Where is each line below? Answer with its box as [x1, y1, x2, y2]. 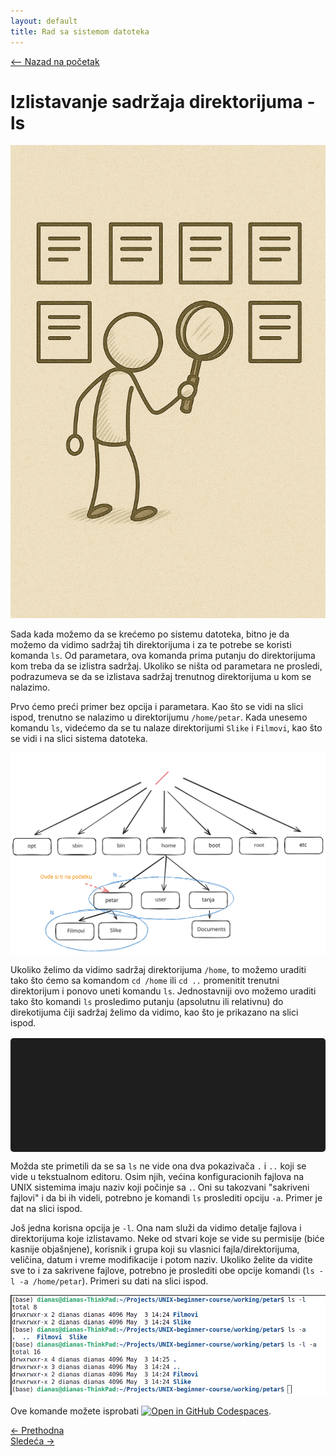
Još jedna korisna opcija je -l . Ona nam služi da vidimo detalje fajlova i [10, 1221, 302, 1234]
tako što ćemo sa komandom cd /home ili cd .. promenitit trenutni [10, 974, 280, 986]
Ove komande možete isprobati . [10, 1405, 272, 1417]
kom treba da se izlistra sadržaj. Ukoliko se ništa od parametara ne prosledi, [10, 660, 323, 672]
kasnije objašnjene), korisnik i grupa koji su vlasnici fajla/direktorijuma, [10, 1243, 300, 1255]
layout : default [10, 16, 78, 26]
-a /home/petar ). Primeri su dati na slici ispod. [19, 1275, 209, 1287]
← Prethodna [10, 1425, 65, 1437]
